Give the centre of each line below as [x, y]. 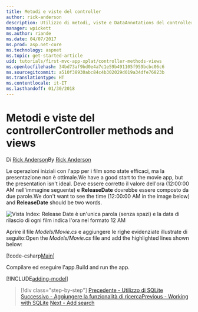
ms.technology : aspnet [34, 50]
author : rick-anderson [34, 17]
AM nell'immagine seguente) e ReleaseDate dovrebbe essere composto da [98, 189]
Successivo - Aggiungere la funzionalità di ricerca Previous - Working [104, 296]
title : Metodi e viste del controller [54, 12]
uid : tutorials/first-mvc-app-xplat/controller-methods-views [84, 61]
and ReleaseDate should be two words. [54, 202]
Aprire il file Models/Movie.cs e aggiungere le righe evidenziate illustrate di [97, 231]
